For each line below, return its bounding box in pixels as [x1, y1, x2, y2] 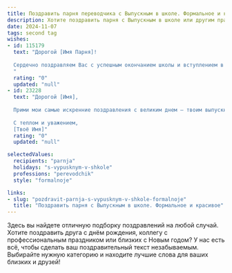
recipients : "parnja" [13, 158, 76, 164]
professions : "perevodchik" [13, 170, 95, 177]
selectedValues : [7, 151, 54, 158]
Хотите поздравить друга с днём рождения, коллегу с [7, 229, 168, 237]
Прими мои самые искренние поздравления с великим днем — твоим [13, 106, 202, 113]
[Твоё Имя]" [13, 126, 48, 133]
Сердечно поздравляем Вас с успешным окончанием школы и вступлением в [13, 62, 224, 68]
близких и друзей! [7, 258, 61, 266]
